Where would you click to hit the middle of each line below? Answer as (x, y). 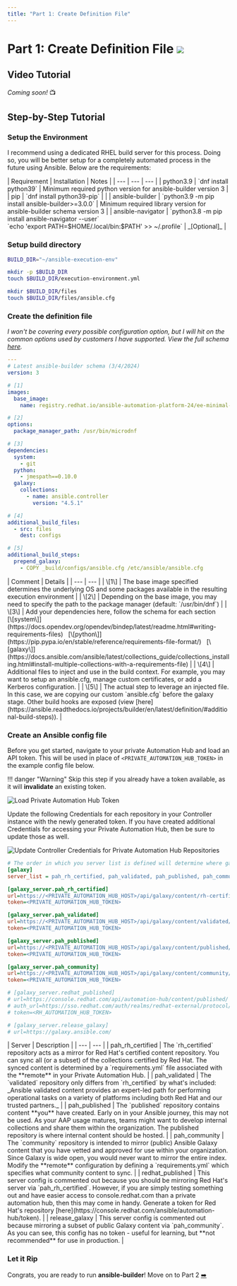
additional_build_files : (44, 522)
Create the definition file (50, 316)
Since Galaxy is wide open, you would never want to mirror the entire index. (117, 1158)
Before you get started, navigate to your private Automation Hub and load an (119, 751)
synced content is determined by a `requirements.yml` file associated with (115, 1068)
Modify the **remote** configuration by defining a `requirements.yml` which (118, 1165)
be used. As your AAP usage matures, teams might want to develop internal (117, 1121)
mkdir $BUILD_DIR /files (42, 292)
